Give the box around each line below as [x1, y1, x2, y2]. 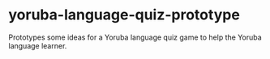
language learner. [8, 40, 67, 50]
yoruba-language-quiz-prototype [8, 6, 241, 24]
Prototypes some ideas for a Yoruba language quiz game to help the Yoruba [8, 32, 262, 42]
